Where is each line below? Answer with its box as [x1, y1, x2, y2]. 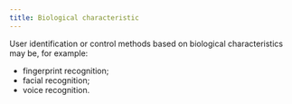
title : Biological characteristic [9, 13, 140, 23]
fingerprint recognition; [22, 65, 109, 76]
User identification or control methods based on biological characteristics [9, 38, 283, 49]
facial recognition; [22, 74, 90, 86]
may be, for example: [9, 47, 89, 59]
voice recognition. [22, 84, 90, 95]
